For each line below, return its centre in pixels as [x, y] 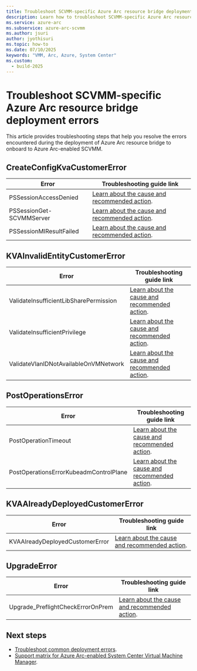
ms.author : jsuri [27, 33]
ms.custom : [19, 61]
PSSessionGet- [30, 211]
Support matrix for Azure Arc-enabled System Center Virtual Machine [98, 656]
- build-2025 [27, 66]
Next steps [26, 635]
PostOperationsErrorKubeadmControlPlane [68, 472]
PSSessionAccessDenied [44, 197]
